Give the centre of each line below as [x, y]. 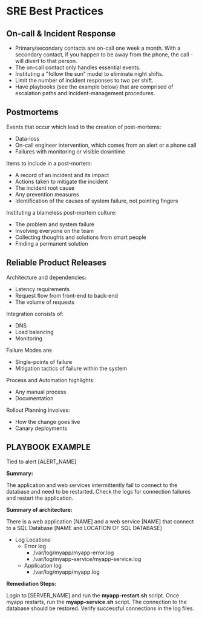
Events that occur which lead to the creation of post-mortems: [84, 127]
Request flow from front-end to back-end [67, 295]
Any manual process [41, 392]
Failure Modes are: [30, 350]
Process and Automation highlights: [50, 380]
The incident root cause [44, 188]
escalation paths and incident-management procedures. [85, 93]
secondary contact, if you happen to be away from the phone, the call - [104, 55]
